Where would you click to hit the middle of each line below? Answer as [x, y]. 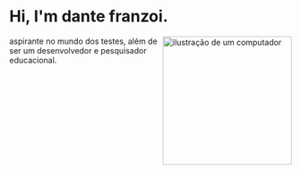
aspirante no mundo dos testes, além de [84, 41]
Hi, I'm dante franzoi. [89, 17]
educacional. [33, 60]
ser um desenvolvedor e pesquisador [78, 50]
